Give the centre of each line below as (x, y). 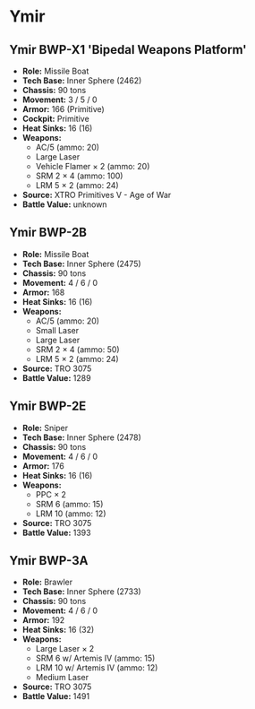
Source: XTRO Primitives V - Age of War (97, 195)
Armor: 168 (43, 292)
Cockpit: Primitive (55, 119)
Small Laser (57, 330)
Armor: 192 (43, 620)
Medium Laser (62, 678)
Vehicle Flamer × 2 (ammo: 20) (93, 166)
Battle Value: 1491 (56, 696)
